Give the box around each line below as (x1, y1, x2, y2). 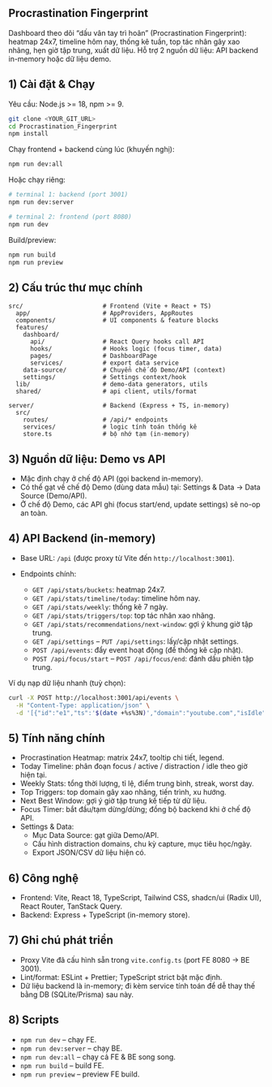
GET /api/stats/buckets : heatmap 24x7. (32, 584, 166, 594)
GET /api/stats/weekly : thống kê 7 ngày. (32, 602, 168, 611)
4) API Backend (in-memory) (8, 532, 156, 546)
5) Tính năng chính (8, 731, 105, 745)
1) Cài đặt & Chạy (8, 77, 96, 92)
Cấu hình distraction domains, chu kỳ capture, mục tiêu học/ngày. (32, 839, 253, 849)
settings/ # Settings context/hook (23, 373, 186, 382)
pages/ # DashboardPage (29, 352, 158, 360)
